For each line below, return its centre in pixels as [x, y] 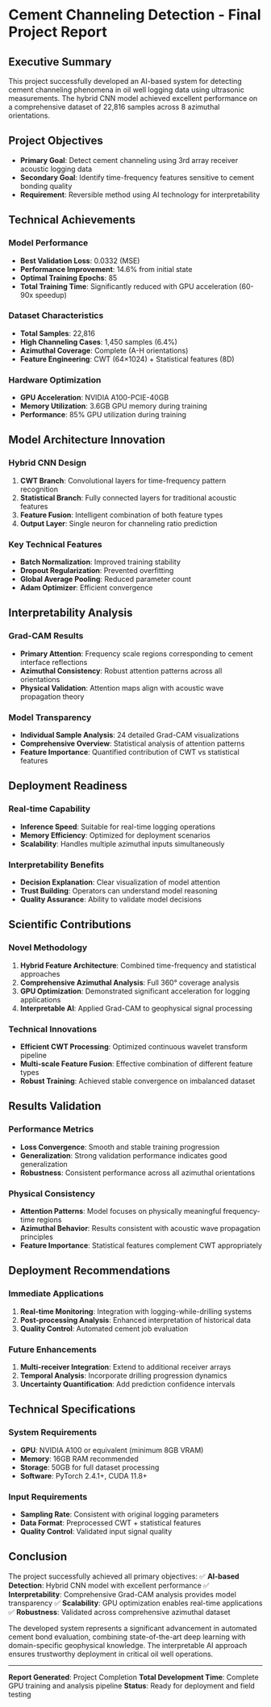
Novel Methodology [48, 948]
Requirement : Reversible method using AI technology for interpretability [140, 195]
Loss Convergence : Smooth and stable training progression [120, 1147]
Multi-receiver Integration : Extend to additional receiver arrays [125, 1367]
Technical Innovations [53, 1029]
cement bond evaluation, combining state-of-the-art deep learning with [127, 1637]
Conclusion [38, 1556]
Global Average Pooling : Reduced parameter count [106, 579]
